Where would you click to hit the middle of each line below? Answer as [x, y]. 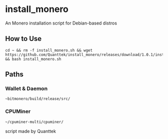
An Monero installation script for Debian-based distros [61, 23]
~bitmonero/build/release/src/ [38, 99]
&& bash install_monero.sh [33, 59]
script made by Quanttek [31, 131]
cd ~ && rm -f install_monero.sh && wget [49, 50]
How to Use [23, 39]
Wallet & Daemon [26, 88]
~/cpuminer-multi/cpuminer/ [34, 122]
